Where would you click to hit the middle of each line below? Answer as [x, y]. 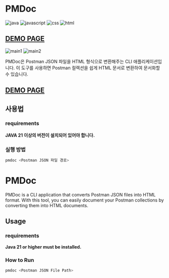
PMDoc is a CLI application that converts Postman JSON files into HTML [80, 194]
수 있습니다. [17, 74]
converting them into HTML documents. [47, 205]
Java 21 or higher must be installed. [44, 247]
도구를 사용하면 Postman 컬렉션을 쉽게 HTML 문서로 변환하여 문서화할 [91, 68]
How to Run [20, 260]
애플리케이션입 [147, 61]
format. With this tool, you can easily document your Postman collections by [85, 200]
